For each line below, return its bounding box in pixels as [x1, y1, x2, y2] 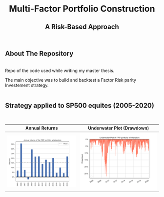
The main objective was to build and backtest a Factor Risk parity [5, 77, 137, 83]
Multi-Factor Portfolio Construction [9, 3, 155, 15]
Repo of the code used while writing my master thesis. [5, 68, 115, 73]
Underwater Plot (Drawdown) [88, 125, 149, 131]
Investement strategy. [5, 82, 49, 88]
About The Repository [5, 50, 74, 58]
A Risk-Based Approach [44, 22, 120, 31]
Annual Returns [25, 125, 58, 131]
